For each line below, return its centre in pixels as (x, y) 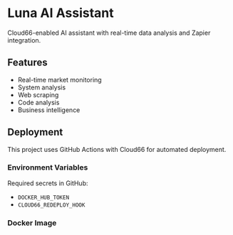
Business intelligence (49, 110)
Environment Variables (48, 168)
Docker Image (32, 223)
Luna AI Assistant (61, 13)
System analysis (42, 87)
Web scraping (38, 94)
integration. (24, 40)
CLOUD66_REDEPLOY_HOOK (51, 205)
